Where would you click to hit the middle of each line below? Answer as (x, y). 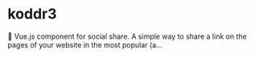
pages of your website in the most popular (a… (85, 44)
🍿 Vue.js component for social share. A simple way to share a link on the (127, 36)
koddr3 (32, 14)
